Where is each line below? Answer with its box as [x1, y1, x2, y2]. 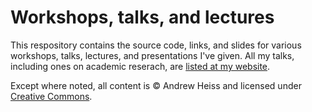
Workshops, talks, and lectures [10, 6, 275, 29]
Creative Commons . [10, 90, 93, 102]
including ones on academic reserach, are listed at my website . [10, 60, 271, 72]
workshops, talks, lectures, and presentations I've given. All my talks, [10, 49, 295, 61]
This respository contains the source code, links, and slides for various [10, 39, 302, 51]
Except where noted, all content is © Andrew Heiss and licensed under [10, 79, 302, 91]
